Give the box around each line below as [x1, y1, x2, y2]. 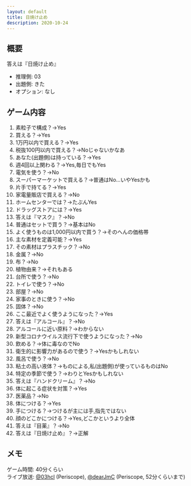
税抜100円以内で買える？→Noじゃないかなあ [15, 147, 126, 153]
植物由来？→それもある [15, 266, 73, 273]
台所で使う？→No [15, 273, 60, 280]
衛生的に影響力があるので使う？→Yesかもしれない [15, 348, 139, 355]
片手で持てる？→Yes [15, 184, 67, 191]
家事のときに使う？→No [15, 296, 75, 302]
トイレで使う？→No [15, 281, 65, 287]
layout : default [7, 8, 47, 15]
